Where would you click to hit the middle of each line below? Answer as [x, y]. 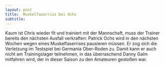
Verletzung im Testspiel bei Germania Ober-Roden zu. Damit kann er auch [81, 49]
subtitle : [15, 19]
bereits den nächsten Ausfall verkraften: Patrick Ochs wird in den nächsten [82, 38]
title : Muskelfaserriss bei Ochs [41, 14]
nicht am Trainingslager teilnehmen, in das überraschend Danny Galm [77, 54]
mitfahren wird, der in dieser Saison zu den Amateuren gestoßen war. [76, 60]
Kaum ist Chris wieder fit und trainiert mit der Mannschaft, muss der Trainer [82, 33]
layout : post [19, 10]
